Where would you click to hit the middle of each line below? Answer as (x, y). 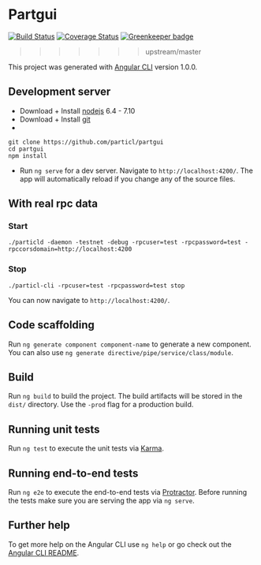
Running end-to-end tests (73, 473)
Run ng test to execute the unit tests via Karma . (86, 448)
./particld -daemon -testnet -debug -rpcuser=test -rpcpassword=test (125, 242)
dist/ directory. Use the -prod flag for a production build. (101, 405)
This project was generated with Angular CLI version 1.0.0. (103, 67)
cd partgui (26, 149)
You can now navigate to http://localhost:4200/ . (89, 300)
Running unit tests (54, 429)
